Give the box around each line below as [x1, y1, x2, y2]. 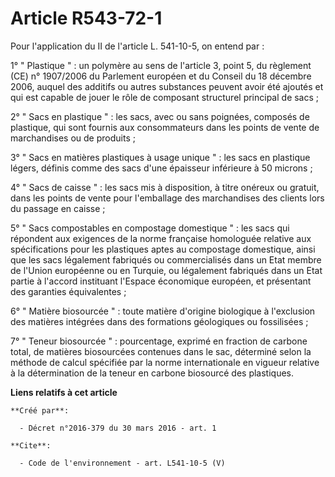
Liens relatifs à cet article [10, 386, 118, 398]
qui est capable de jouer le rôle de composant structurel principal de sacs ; [10, 91, 320, 103]
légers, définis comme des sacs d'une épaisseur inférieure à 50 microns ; [10, 162, 313, 174]
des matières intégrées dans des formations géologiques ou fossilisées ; [10, 315, 309, 327]
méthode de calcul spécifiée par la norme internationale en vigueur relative [10, 356, 320, 368]
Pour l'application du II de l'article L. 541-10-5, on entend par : [10, 40, 265, 52]
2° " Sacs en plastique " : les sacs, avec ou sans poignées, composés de [10, 110, 310, 122]
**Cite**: [10, 440, 52, 451]
